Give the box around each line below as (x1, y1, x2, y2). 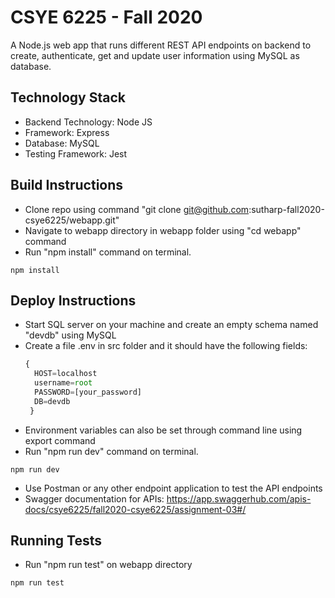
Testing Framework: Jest (24, 147, 128, 160)
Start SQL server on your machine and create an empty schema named (24, 319, 319, 331)
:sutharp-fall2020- (248, 203, 325, 215)
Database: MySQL (24, 137, 100, 149)
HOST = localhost (34, 369, 98, 379)
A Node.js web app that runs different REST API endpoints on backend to (10, 39, 312, 51)
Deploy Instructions (10, 292, 137, 309)
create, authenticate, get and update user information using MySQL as (10, 49, 300, 61)
